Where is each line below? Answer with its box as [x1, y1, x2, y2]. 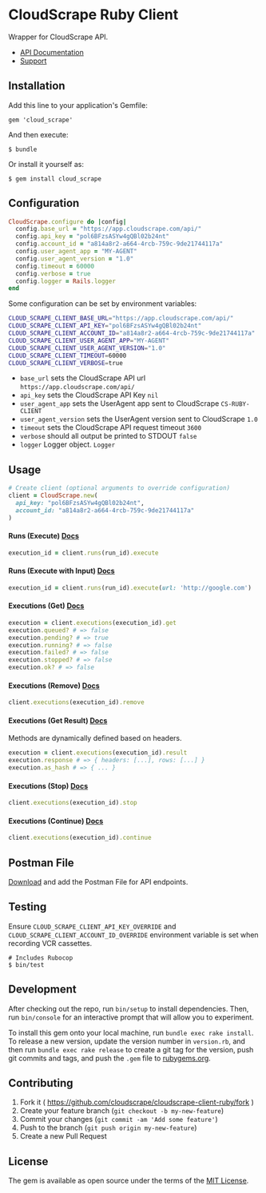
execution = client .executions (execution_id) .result [8, 749, 188, 757]
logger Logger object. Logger [19, 439, 116, 449]
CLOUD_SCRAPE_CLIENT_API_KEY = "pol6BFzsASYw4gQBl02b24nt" [8, 322, 202, 330]
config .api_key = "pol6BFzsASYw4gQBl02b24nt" [15, 233, 170, 241]
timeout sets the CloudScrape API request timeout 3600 [19, 423, 202, 432]
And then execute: [8, 129, 69, 139]
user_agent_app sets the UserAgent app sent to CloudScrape [19, 399, 220, 408]
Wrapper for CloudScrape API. [8, 32, 109, 42]
